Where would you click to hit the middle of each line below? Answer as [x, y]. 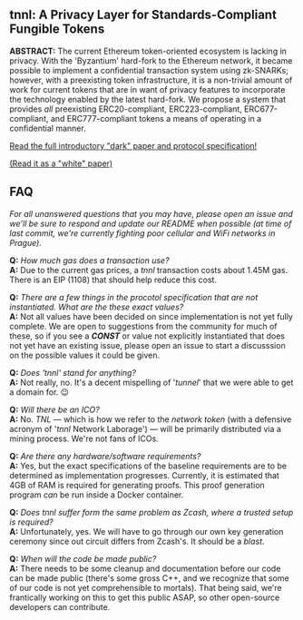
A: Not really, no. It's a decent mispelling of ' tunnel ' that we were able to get [151, 382]
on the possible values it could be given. [85, 355]
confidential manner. [48, 128]
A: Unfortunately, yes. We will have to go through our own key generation [147, 531]
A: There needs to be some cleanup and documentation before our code [145, 568]
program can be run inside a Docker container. [97, 495]
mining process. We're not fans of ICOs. [84, 438]
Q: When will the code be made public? [83, 558]
